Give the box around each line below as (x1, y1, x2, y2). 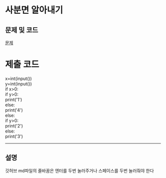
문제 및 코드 (5, 26, 39, 34)
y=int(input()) (5, 81, 32, 87)
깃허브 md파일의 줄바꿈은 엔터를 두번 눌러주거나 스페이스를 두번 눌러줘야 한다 (5, 168, 154, 174)
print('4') (5, 107, 23, 113)
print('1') (5, 96, 22, 102)
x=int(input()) (5, 75, 32, 82)
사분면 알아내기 (5, 4, 63, 16)
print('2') (5, 123, 23, 129)
